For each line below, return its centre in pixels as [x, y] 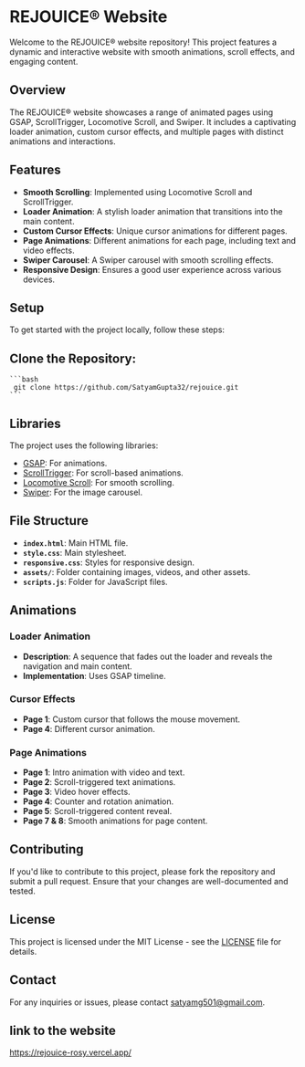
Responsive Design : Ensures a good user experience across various [152, 269]
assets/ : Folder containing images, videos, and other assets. [137, 571]
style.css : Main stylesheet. [74, 552]
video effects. [48, 250]
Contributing [47, 849]
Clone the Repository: [73, 358]
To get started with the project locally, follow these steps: [117, 330]
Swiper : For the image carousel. [83, 492]
